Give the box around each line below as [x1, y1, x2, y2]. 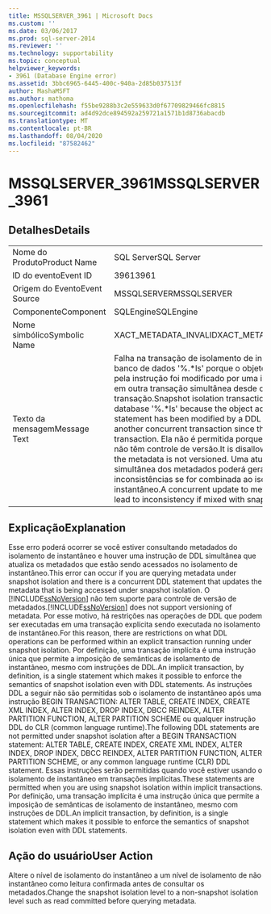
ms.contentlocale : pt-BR [8, 124, 92, 132]
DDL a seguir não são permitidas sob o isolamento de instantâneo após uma [8, 688, 262, 698]
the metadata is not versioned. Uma [114, 453, 249, 464]
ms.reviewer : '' [8, 42, 63, 50]
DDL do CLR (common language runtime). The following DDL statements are [8, 723, 260, 732]
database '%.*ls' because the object [114, 403, 253, 414]
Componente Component [12, 306, 106, 317]
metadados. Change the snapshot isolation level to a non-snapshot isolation [8, 887, 259, 897]
